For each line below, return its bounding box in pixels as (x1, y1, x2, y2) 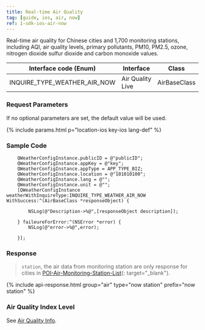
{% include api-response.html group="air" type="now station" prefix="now (6, 281, 195, 289)
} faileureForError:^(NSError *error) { (17, 219, 121, 225)
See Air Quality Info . (6, 317, 57, 324)
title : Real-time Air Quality (6, 9, 84, 15)
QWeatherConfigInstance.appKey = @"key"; (17, 160, 124, 166)
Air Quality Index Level (6, 303, 75, 311)
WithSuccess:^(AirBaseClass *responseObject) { (6, 197, 130, 204)
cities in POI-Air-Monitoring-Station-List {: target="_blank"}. (21, 269, 171, 277)
